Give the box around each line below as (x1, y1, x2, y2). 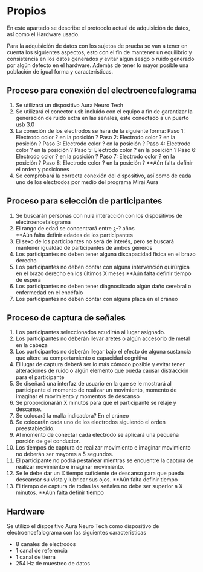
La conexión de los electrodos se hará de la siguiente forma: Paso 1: (15, 127, 185, 134)
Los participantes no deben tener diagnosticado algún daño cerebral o (15, 282, 192, 290)
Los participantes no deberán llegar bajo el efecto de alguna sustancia (15, 348, 192, 355)
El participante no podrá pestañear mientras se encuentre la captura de (15, 457, 194, 464)
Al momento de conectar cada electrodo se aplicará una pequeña (15, 431, 179, 439)
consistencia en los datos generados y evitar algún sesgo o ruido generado (7, 55, 195, 62)
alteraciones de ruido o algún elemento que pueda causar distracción (15, 367, 189, 375)
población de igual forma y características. (7, 68, 114, 75)
